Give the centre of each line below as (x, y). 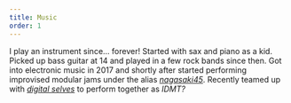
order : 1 (25, 26)
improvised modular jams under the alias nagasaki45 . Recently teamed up (145, 79)
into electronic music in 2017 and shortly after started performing (128, 70)
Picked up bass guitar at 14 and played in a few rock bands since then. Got (145, 60)
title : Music (33, 17)
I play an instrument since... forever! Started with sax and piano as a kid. (141, 51)
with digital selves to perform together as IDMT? (98, 89)
